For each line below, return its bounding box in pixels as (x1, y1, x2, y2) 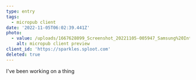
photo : (6, 30, 22, 36)
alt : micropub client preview (16, 41, 90, 47)
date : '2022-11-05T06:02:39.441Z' (6, 24, 90, 31)
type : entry (6, 8, 35, 14)
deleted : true (6, 52, 41, 57)
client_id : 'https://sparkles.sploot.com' (6, 46, 111, 52)
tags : (6, 14, 19, 20)
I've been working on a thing (6, 67, 75, 74)
